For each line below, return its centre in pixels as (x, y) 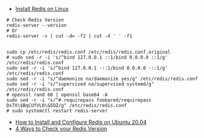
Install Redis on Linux (42, 9)
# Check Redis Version (35, 20)
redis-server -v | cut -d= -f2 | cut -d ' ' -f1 (69, 36)
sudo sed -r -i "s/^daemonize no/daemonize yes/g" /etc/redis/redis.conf (102, 79)
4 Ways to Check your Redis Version (61, 129)
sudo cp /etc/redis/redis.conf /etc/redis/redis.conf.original (89, 52)
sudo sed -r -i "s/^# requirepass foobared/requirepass (79, 100)
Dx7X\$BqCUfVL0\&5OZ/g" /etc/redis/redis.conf (67, 106)
